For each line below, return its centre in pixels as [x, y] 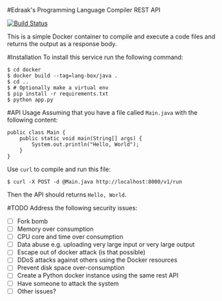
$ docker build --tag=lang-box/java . [62, 76]
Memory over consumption [55, 229]
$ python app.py [30, 100]
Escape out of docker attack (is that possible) [81, 252]
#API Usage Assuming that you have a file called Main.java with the [102, 112]
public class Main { [37, 133]
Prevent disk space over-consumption [71, 268]
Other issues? [36, 291]
